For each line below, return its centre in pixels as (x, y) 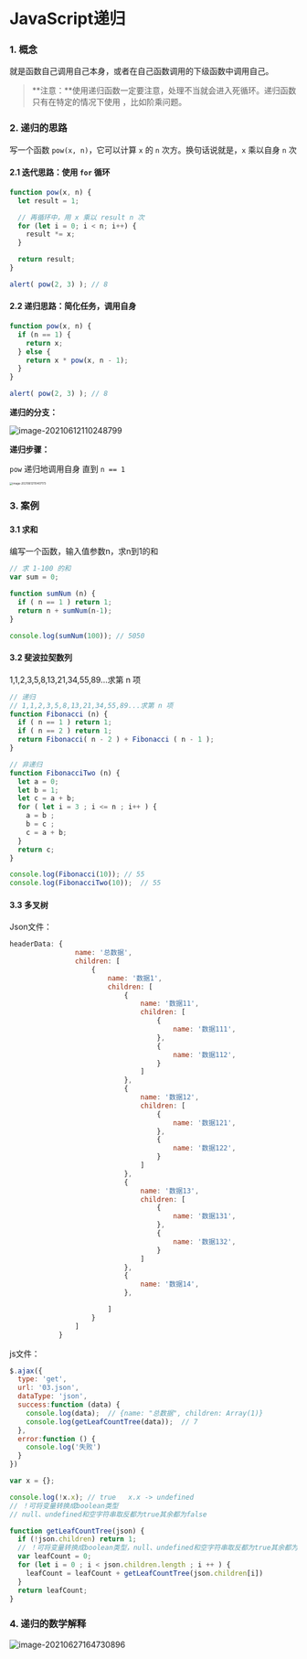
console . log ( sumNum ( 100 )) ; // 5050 (77, 636)
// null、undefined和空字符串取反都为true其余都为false (108, 1515)
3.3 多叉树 (29, 904)
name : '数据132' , (205, 1242)
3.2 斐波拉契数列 (41, 658)
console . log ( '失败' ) (64, 1447)
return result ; (47, 260)
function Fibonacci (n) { (58, 714)
